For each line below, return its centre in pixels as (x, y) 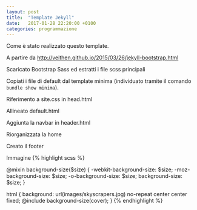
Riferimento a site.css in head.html (49, 99)
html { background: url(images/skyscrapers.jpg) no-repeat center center (97, 194)
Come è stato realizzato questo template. (58, 46)
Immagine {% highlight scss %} (45, 158)
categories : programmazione (42, 29)
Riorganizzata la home (34, 134)
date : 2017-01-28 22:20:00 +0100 (51, 23)
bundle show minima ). (32, 88)
